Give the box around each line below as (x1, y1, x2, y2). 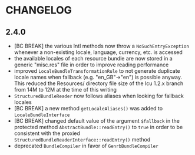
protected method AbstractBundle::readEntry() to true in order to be (14, 124, 183, 130)
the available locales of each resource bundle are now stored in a (14, 55, 173, 62)
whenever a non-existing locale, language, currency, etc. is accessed (14, 49, 183, 56)
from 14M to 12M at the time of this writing (14, 86, 117, 93)
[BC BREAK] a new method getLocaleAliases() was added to (14, 105, 163, 112)
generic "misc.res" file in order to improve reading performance (14, 61, 169, 68)
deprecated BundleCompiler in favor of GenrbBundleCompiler (14, 142, 158, 149)
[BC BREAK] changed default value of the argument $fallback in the (14, 117, 180, 124)
